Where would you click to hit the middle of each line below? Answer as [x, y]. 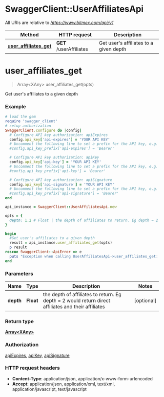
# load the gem [20, 117]
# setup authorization [28, 126]
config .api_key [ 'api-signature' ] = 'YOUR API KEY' [62, 185]
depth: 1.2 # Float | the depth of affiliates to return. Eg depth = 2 [84, 220]
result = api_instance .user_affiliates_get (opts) [61, 243]
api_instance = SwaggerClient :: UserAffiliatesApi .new [61, 207]
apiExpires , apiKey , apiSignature [37, 355]
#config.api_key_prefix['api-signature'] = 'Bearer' [64, 194]
